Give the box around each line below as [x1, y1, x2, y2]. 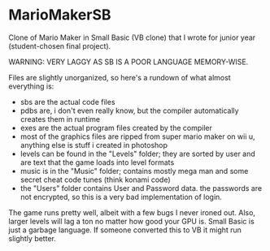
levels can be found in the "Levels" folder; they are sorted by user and [20, 149, 256, 158]
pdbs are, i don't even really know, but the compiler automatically [20, 106, 239, 115]
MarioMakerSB [8, 6, 111, 24]
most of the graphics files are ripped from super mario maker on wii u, [20, 132, 255, 141]
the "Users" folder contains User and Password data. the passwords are [20, 183, 263, 193]
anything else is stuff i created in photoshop [20, 140, 168, 149]
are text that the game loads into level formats [20, 157, 175, 167]
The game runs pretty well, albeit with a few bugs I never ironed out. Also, [8, 207, 256, 217]
